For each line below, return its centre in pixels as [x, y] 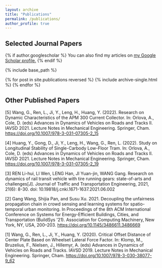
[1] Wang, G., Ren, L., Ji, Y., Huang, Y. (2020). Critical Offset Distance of [78, 234]
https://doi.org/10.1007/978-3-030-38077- [109, 255]
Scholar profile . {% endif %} [34, 61]
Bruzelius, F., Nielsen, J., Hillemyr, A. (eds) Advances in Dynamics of [75, 245]
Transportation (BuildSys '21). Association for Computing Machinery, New [80, 220]
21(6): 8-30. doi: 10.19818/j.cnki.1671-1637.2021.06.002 [60, 189]
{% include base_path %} [31, 70]
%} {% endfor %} [23, 85]
